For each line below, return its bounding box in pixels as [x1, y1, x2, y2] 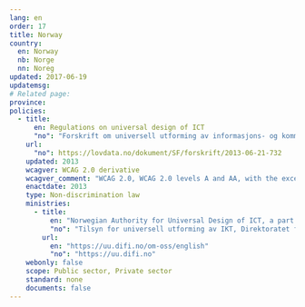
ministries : [25, 199, 71, 209]
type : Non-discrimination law [25, 191, 141, 200]
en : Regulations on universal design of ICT [33, 124, 205, 133]
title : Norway [9, 30, 64, 39]
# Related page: [9, 89, 71, 98]
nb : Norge [17, 55, 54, 64]
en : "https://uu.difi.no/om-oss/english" [49, 242, 209, 251]
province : [9, 97, 47, 107]
